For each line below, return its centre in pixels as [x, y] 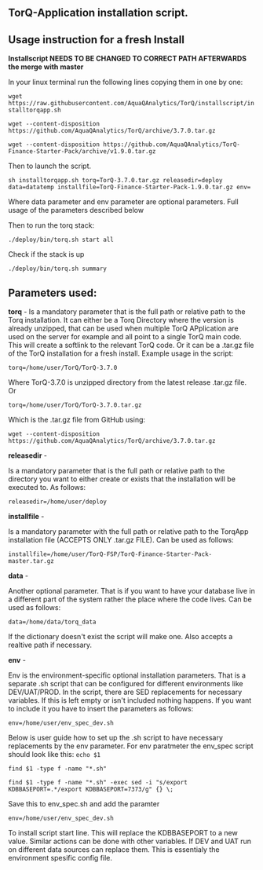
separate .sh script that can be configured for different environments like [126, 684]
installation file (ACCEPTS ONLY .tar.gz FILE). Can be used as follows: [121, 540]
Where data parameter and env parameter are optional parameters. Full [123, 202]
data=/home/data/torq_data [52, 622]
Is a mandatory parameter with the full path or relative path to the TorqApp [128, 532]
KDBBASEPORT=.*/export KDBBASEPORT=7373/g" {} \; [91, 790]
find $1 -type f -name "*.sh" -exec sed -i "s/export [98, 783]
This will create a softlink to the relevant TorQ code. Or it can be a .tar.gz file [131, 345]
